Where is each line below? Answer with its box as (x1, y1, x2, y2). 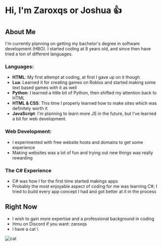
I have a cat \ (12, 226, 39, 232)
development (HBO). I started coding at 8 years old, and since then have (5, 46, 151, 51)
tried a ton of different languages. (5, 51, 73, 57)
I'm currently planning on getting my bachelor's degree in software (5, 41, 140, 46)
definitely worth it (12, 106, 48, 112)
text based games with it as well (12, 85, 77, 90)
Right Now (5, 202, 38, 211)
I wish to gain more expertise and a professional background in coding (12, 216, 154, 222)
